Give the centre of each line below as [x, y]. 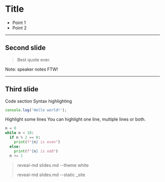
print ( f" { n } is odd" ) [36, 151]
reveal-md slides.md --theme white [53, 165]
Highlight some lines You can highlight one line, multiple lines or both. [75, 119]
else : [15, 146]
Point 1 [19, 23]
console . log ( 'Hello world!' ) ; [36, 110]
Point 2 [19, 27]
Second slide [25, 48]
